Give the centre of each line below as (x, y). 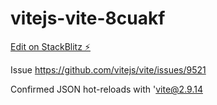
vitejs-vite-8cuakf (88, 18)
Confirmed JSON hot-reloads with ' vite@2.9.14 (106, 89)
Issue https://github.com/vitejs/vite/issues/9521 (108, 69)
